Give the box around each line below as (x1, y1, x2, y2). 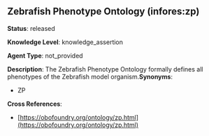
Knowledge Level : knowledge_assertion (7, 38, 124, 46)
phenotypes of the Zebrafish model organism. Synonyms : (7, 72, 173, 81)
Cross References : (7, 100, 63, 108)
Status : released (7, 24, 56, 32)
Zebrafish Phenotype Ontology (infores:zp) (7, 6, 200, 18)
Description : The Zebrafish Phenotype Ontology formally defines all (7, 64, 203, 73)
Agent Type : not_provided (7, 51, 83, 60)
